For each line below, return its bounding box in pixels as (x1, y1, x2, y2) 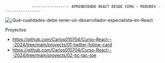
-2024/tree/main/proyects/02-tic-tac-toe (12, 52, 97, 58)
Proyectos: (5, 27, 27, 33)
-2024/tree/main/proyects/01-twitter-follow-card (12, 42, 112, 48)
